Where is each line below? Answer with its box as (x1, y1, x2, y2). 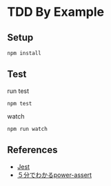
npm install (7, 50, 41, 56)
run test (7, 87, 30, 95)
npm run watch (7, 125, 48, 132)
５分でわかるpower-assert (17, 170, 92, 179)
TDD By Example (7, 4, 105, 20)
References (7, 144, 58, 156)
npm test (7, 100, 32, 107)
